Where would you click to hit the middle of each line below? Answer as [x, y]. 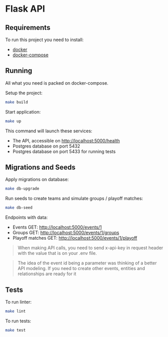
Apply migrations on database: [37, 179]
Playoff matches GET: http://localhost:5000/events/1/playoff [75, 238]
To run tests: [18, 321]
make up [13, 121]
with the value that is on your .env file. [57, 253]
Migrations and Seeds [40, 167]
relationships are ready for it [47, 274]
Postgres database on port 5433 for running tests [64, 151]
